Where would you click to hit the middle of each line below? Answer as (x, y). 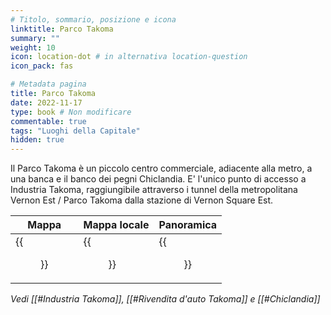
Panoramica (188, 225)
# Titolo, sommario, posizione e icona (93, 19)
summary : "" (35, 38)
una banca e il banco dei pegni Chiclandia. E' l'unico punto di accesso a (158, 179)
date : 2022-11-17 (46, 102)
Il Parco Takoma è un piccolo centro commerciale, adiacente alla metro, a (161, 168)
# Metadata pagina (48, 84)
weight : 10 (33, 47)
